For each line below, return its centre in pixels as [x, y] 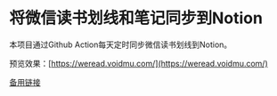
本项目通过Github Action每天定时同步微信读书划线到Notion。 [121, 44]
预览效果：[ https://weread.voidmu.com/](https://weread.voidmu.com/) [139, 63]
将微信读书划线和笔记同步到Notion [136, 18]
